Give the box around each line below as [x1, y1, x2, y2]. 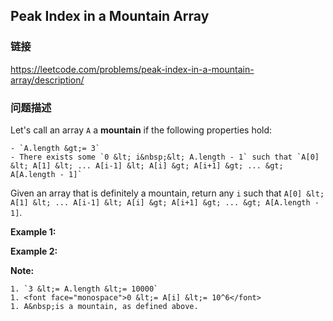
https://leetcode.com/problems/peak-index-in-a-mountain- [10, 63, 255, 75]
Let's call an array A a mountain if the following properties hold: [10, 124, 273, 136]
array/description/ [10, 74, 85, 86]
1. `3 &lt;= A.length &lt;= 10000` [10, 284, 159, 294]
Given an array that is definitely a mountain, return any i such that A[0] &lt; [10, 187, 325, 199]
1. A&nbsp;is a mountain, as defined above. [10, 301, 199, 311]
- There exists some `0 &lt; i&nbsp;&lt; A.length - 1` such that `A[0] [10, 152, 320, 162]
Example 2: [10, 245, 58, 257]
